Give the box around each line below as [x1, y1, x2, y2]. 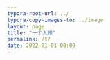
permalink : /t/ [7, 36, 51, 43]
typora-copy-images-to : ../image [7, 17, 104, 23]
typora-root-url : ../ [7, 10, 70, 17]
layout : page [7, 23, 45, 30]
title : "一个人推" [7, 29, 57, 37]
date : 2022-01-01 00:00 [7, 42, 76, 49]
